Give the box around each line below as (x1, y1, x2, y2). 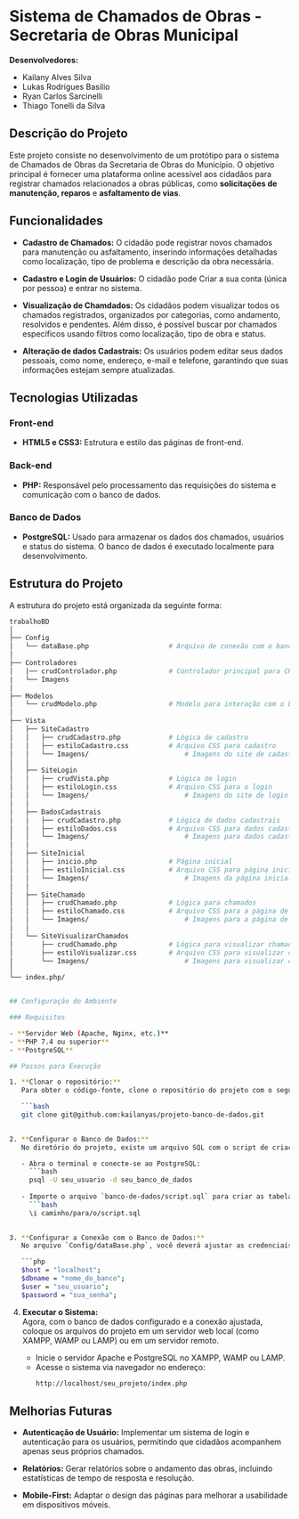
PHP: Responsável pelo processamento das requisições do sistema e (21, 479, 277, 491)
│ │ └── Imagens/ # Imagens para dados (9, 833, 265, 841)
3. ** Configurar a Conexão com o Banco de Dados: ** (9, 1233, 205, 1242)
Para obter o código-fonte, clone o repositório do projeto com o (20, 1086, 273, 1095)
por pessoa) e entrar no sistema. (21, 282, 142, 293)
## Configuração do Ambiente (9, 997, 117, 1006)
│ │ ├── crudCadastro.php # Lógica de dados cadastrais (9, 816, 280, 824)
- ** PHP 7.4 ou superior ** (9, 1037, 109, 1046)
